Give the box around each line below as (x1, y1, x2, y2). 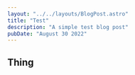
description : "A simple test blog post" (7, 23, 129, 30)
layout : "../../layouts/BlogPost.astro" (7, 10, 129, 18)
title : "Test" (7, 17, 50, 24)
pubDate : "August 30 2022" (7, 30, 87, 37)
